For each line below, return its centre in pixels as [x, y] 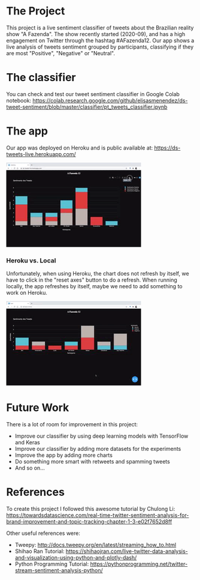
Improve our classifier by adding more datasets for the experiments [98, 449]
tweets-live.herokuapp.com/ [41, 154]
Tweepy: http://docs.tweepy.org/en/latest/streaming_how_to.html [96, 545]
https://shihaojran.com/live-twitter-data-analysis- [127, 551]
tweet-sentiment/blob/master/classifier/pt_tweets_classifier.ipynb [87, 107]
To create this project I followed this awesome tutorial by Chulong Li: [91, 509]
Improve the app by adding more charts [63, 455]
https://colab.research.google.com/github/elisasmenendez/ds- [110, 100]
